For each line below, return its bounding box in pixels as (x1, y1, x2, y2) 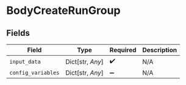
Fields (6, 28, 30, 38)
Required (109, 46, 137, 54)
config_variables (9, 69, 60, 76)
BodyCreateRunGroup (6, 4, 121, 18)
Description (142, 46, 177, 54)
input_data (9, 58, 41, 65)
